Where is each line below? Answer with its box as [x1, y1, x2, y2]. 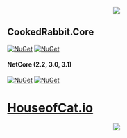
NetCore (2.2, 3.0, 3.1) [7, 60, 72, 69]
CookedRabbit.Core [7, 26, 94, 38]
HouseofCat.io [7, 101, 94, 116]
